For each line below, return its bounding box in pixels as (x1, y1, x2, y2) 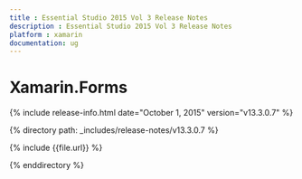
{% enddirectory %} (9, 160, 84, 171)
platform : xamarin (9, 30, 83, 39)
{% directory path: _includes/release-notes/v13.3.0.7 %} (9, 125, 219, 136)
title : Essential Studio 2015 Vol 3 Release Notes (9, 13, 208, 23)
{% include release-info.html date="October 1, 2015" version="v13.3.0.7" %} (9, 108, 294, 118)
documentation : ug (9, 38, 79, 48)
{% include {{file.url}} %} (9, 142, 103, 154)
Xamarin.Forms (9, 78, 128, 98)
